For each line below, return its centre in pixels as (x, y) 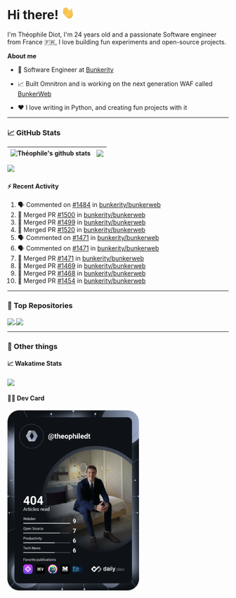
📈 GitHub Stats (34, 132)
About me (22, 56)
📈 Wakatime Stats (35, 364)
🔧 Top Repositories (40, 306)
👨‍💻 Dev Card (26, 398)
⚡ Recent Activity (33, 186)
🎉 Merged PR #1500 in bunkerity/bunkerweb (81, 215)
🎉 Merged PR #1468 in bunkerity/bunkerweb (81, 274)
